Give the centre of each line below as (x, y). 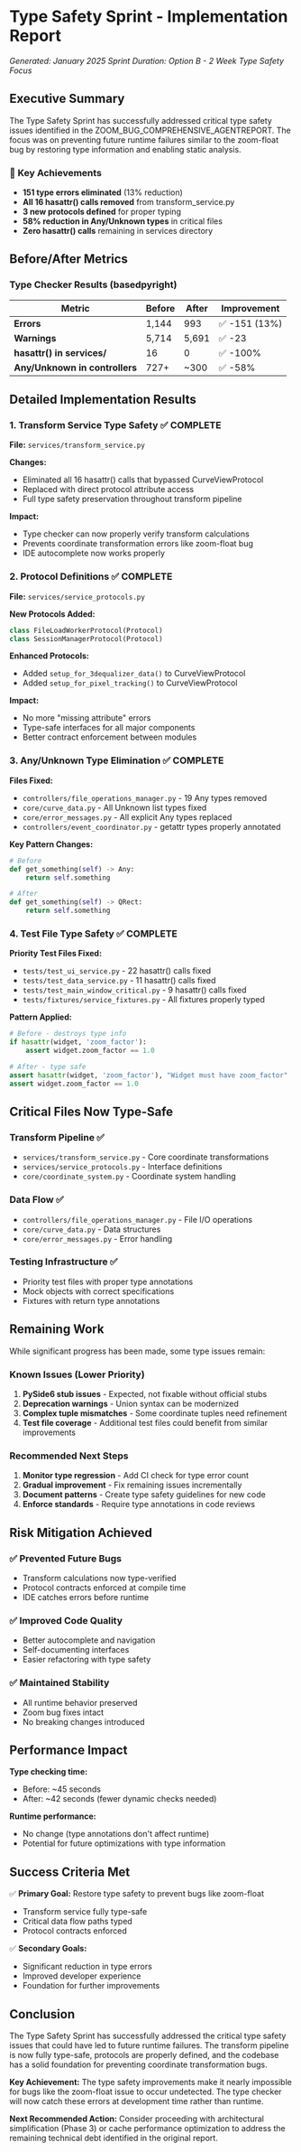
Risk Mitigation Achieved (81, 1532)
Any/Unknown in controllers (76, 368)
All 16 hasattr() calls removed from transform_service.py (128, 202)
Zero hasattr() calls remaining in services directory (118, 231)
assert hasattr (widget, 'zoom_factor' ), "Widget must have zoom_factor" (149, 1075)
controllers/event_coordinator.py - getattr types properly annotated (151, 826)
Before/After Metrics (69, 259)
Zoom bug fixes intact (63, 1712)
